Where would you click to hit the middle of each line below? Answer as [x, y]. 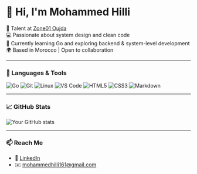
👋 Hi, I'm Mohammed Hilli [68, 12]
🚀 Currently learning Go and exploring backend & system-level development [98, 43]
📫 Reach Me [25, 143]
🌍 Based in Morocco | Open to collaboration [60, 50]
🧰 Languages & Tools [36, 73]
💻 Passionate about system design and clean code [68, 35]
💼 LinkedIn [27, 158]
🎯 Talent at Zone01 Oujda [36, 28]
